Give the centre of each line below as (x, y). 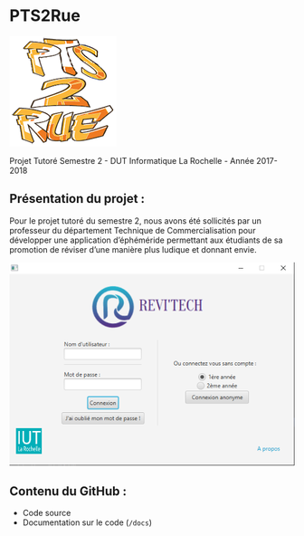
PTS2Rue (45, 16)
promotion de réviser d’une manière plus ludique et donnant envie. (133, 249)
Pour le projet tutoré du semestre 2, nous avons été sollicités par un (136, 220)
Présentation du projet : (77, 199)
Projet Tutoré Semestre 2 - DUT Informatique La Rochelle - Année (132, 160)
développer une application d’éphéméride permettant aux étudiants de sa (146, 240)
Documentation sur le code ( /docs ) (87, 522)
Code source (47, 513)
